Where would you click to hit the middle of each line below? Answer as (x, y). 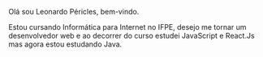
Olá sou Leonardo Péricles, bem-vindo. (74, 12)
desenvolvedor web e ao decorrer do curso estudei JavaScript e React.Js (131, 36)
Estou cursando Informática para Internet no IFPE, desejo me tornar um (127, 27)
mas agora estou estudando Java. (65, 44)
